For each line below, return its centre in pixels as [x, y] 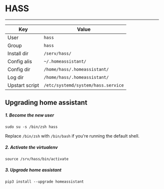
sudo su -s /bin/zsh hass [31, 127]
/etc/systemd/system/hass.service [84, 85]
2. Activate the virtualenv [31, 147]
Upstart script [23, 85]
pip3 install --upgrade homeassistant [44, 182]
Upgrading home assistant [46, 103]
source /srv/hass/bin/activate [37, 159]
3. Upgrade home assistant [33, 170]
